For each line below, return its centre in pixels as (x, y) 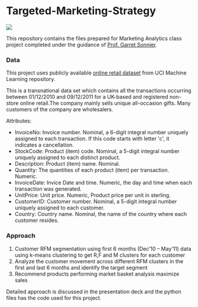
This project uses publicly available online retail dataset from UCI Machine (96, 73)
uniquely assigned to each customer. (60, 208)
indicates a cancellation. (44, 145)
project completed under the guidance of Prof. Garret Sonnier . (82, 44)
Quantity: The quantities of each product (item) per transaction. (92, 170)
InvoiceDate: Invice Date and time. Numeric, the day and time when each (103, 183)
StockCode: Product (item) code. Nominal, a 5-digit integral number (97, 151)
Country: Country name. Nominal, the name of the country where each (101, 214)
